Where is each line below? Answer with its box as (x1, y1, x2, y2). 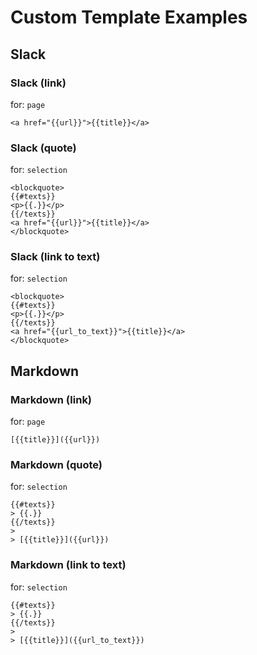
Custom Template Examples (10, 6, 248, 29)
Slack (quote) (10, 141, 77, 155)
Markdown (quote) (10, 458, 103, 472)
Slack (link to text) (10, 250, 101, 264)
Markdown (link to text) (10, 558, 127, 572)
